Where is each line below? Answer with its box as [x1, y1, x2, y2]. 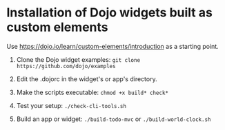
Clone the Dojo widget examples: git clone [16, 55, 141, 63]
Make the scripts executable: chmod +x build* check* [16, 88, 168, 96]
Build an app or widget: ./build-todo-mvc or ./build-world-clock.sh [16, 115, 211, 123]
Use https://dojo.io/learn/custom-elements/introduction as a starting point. [6, 42, 219, 50]
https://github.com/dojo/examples [16, 63, 116, 69]
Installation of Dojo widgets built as [6, 5, 213, 21]
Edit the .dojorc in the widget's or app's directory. [16, 74, 157, 83]
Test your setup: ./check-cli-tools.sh [16, 101, 127, 109]
